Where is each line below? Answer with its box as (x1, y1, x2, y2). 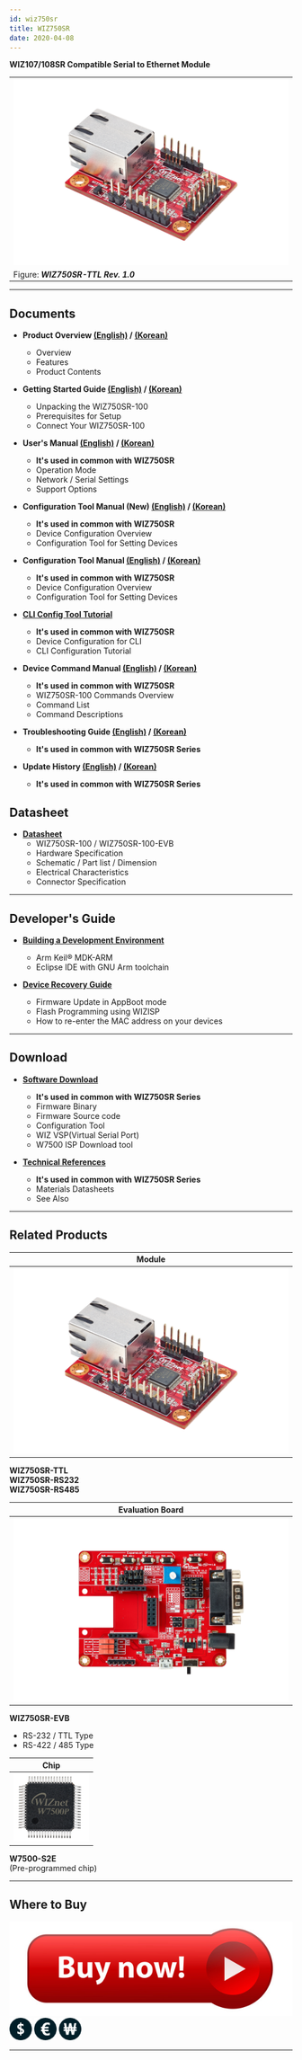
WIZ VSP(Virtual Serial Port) (35, 1129, 139, 1141)
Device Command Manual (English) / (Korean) (22, 663, 198, 674)
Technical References (22, 1156, 106, 1168)
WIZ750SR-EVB (9, 1713, 70, 1724)
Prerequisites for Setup (35, 411, 121, 422)
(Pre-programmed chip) (9, 1862, 97, 1873)
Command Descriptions (35, 709, 124, 720)
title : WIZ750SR (9, 23, 70, 33)
